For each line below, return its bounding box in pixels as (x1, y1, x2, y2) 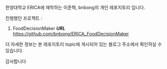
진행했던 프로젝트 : (5, 15, 43, 21)
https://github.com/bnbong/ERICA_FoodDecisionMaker (12, 31, 129, 37)
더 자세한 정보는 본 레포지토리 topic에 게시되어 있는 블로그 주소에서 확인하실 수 (5, 41, 162, 47)
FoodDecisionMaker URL (12, 25, 66, 31)
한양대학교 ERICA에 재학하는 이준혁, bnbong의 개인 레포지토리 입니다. (5, 5, 145, 10)
